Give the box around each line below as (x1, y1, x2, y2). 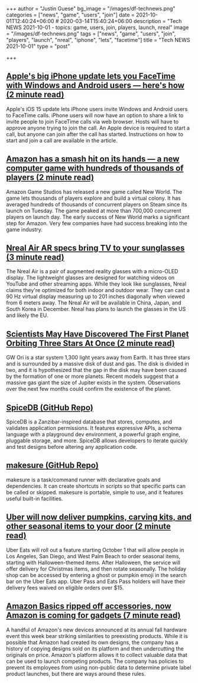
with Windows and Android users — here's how (6, 80, 185, 90)
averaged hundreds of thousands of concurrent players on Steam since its (6, 200, 187, 208)
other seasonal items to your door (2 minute (6, 522, 171, 532)
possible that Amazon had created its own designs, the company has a (6, 639, 178, 646)
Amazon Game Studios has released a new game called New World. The (6, 188, 183, 195)
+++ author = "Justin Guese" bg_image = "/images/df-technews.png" (6, 5, 176, 12)
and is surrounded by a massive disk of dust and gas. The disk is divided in (6, 360, 189, 367)
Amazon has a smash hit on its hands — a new (6, 154, 180, 164)
